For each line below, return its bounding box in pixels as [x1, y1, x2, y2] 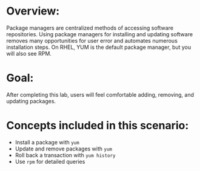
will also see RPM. [6, 50, 52, 57]
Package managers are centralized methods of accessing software [6, 24, 174, 31]
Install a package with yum [15, 138, 80, 146]
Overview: [6, 4, 60, 18]
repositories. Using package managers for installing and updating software [6, 30, 193, 37]
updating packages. [6, 97, 56, 105]
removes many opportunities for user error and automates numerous [6, 37, 178, 44]
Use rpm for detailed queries [15, 158, 85, 165]
